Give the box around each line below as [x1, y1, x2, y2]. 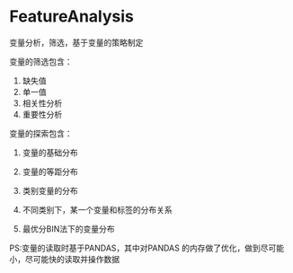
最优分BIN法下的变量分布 [22, 223, 115, 234]
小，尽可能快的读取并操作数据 [9, 253, 120, 264]
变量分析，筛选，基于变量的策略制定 [9, 37, 144, 48]
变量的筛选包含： [9, 56, 73, 66]
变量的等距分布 [22, 166, 78, 177]
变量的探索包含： [9, 128, 73, 138]
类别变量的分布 [22, 185, 78, 196]
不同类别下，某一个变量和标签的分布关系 [22, 204, 173, 215]
